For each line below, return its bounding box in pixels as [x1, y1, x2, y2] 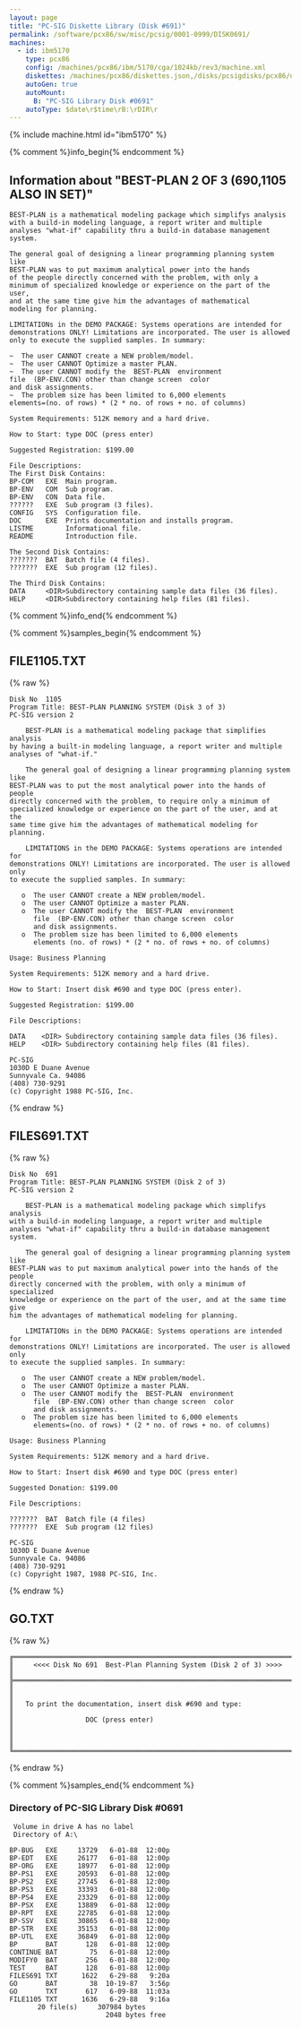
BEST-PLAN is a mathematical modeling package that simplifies [25, 726, 267, 735]
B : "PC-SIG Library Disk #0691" [32, 96, 154, 106]
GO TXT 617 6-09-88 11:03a [9, 1987, 170, 1996]
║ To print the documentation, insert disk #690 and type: [9, 1699, 243, 1708]
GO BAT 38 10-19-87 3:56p [9, 1979, 170, 1988]
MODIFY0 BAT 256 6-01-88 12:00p [9, 1955, 170, 1964]
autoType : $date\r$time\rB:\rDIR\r [25, 105, 159, 114]
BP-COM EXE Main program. [9, 477, 118, 487]
